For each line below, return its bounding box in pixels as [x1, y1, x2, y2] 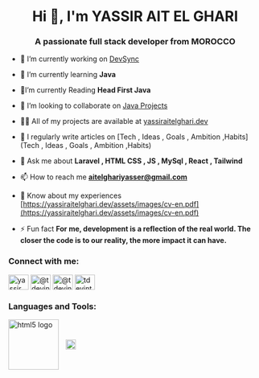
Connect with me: [8, 256, 80, 267]
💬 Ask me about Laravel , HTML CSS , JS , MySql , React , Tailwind [19, 156, 243, 166]
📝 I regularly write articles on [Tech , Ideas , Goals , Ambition [19, 132, 221, 142]
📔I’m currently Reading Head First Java [19, 85, 151, 95]
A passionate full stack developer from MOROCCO [35, 36, 236, 47]
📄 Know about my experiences [19, 191, 122, 200]
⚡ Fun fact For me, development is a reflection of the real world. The [19, 224, 251, 234]
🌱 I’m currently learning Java [19, 70, 117, 80]
